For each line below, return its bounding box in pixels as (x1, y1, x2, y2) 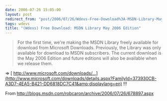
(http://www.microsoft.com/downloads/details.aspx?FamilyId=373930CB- (5, 76, 157, 82)
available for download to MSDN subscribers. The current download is (17, 50, 162, 56)
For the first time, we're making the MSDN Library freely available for (17, 39, 159, 45)
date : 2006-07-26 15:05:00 (5, 7, 61, 12)
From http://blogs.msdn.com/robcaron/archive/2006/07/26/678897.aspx (5, 91, 154, 97)
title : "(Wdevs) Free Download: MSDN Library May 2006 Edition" (5, 26, 141, 31)
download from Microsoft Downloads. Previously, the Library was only (17, 45, 162, 51)
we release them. (17, 61, 53, 67)
